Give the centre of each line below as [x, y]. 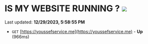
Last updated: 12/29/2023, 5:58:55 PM [45, 22]
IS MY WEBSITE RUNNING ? [62, 9]
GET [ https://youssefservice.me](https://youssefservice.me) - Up [77, 31]
